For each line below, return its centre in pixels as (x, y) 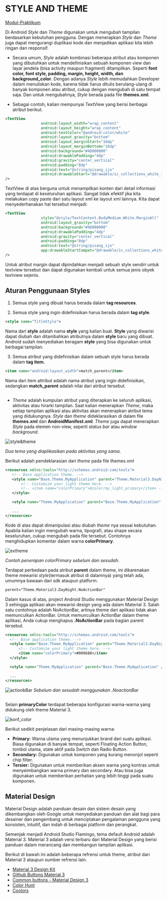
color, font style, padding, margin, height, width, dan (68, 73)
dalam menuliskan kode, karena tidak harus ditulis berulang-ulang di (82, 84)
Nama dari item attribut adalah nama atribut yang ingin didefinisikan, (75, 380)
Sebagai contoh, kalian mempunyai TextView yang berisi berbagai (80, 104)
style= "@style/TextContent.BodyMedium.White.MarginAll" (100, 218)
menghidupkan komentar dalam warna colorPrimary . (60, 541)
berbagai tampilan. (24, 347)
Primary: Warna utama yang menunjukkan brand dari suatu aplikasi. (82, 738)
